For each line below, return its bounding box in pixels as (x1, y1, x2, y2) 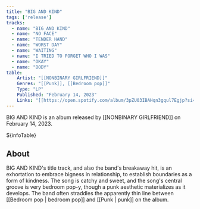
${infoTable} (6, 132, 37, 139)
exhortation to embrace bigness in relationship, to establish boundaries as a (6, 171, 192, 178)
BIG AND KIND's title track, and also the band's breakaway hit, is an (6, 164, 173, 171)
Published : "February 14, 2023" (17, 92, 97, 98)
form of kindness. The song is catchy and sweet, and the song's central (6, 177, 182, 185)
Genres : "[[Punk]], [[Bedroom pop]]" (17, 81, 111, 87)
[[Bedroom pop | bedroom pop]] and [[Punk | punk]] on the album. (6, 196, 169, 203)
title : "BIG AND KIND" (6, 8, 62, 15)
